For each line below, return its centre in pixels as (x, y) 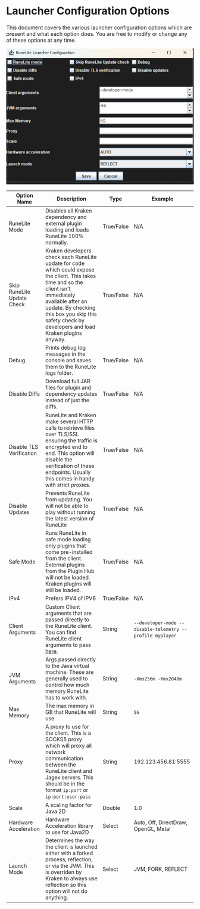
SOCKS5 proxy (64, 739)
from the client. (64, 559)
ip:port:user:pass (68, 797)
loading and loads (67, 229)
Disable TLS (24, 446)
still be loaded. (63, 590)
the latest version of (70, 518)
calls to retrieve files (70, 427)
